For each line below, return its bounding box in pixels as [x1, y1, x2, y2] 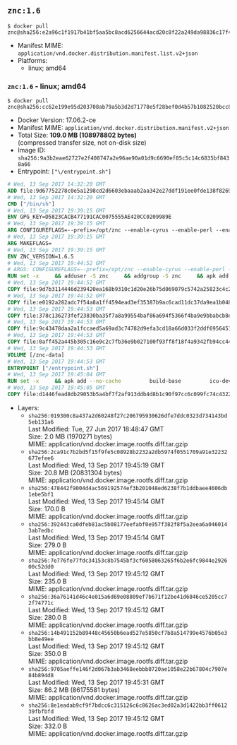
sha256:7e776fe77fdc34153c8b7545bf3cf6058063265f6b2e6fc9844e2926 [28, 557, 228, 564]
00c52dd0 [28, 563, 54, 571]
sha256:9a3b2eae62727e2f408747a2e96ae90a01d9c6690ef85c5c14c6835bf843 [17, 155, 230, 162]
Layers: [17, 403, 39, 412]
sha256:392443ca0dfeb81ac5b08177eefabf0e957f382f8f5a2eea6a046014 [28, 520, 228, 528]
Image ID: [17, 146, 46, 155]
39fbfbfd [28, 708, 54, 715]
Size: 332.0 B [28, 722, 68, 730]
